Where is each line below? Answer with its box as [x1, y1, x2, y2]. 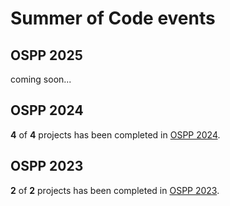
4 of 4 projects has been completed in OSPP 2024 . [10, 128, 221, 141]
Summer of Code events [10, 7, 216, 30]
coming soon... [10, 73, 72, 85]
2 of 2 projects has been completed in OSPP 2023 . [10, 184, 220, 196]
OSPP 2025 [10, 47, 83, 64]
